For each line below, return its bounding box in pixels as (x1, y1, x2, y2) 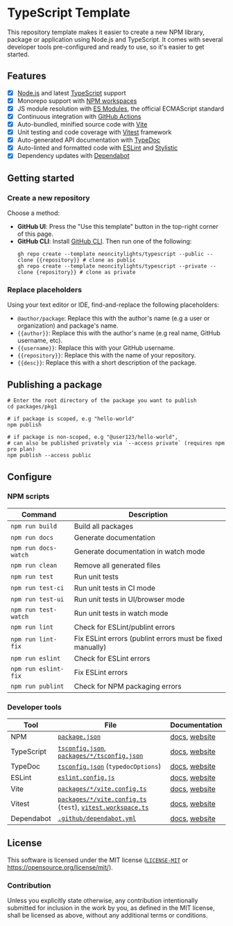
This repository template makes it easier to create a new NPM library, (7, 28, 205, 36)
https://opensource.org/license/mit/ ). (7, 863, 113, 871)
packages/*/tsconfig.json (58, 752, 144, 760)
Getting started (7, 172, 75, 184)
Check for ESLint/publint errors (74, 622, 175, 632)
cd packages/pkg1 (7, 404, 58, 410)
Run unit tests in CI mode (74, 583, 156, 593)
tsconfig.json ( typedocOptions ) (58, 762, 162, 772)
